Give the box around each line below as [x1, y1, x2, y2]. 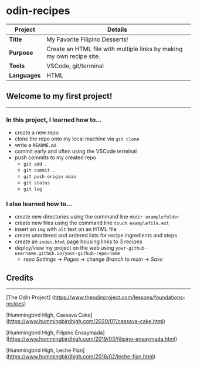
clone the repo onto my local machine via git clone [14, 135, 140, 142]
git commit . [23, 167, 56, 174]
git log [23, 186, 42, 192]
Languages [9, 71, 41, 79]
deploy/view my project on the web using [14, 244, 114, 251]
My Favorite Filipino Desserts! [46, 35, 128, 43]
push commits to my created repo [14, 154, 97, 161]
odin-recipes [6, 4, 70, 18]
